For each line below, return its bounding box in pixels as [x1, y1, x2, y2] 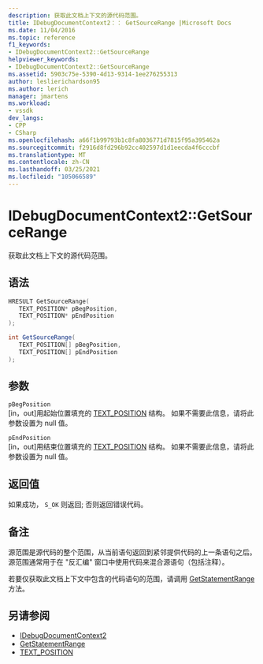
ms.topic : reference [8, 33, 76, 42]
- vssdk [8, 107, 34, 115]
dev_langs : [8, 114, 44, 122]
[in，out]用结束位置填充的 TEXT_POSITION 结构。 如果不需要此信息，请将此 [8, 442, 254, 452]
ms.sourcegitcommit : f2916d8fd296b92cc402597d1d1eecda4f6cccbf [8, 144, 220, 151]
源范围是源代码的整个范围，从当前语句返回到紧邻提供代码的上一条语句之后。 [8, 547, 257, 557]
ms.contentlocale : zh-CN [8, 159, 90, 166]
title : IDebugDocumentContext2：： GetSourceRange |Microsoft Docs [8, 19, 232, 27]
